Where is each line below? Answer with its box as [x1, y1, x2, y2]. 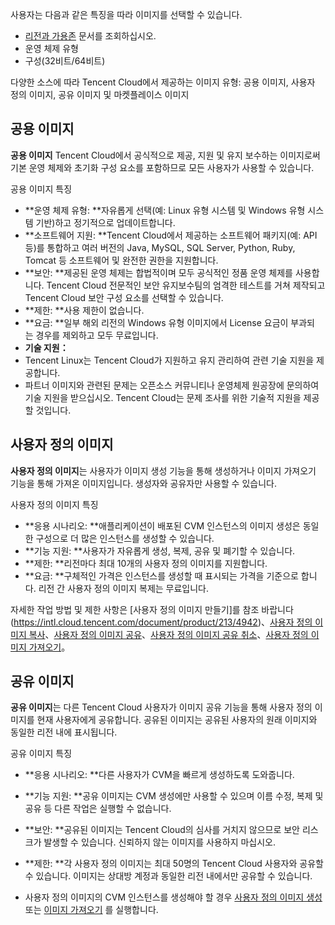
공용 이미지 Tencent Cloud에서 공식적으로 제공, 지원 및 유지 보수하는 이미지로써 [10, 149, 321, 161]
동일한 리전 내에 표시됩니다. [10, 726, 118, 738]
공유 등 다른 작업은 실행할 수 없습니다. [24, 803, 172, 815]
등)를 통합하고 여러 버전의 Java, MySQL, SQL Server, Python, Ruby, [24, 241, 296, 253]
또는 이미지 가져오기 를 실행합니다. [24, 904, 159, 916]
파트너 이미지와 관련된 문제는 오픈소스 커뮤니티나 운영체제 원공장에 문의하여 [24, 379, 320, 391]
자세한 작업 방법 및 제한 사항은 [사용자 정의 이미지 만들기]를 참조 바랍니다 [10, 603, 294, 615]
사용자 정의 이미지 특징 [10, 498, 99, 510]
